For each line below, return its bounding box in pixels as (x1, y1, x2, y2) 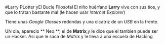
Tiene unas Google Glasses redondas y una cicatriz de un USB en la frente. (5, 19, 159, 24)
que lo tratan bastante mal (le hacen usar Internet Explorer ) (5, 9, 125, 15)
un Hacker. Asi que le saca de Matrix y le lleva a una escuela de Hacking (5, 34, 153, 39)
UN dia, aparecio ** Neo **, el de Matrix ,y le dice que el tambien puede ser (5, 28, 158, 34)
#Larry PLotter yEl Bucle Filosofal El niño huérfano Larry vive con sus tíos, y (5, 4, 160, 10)
